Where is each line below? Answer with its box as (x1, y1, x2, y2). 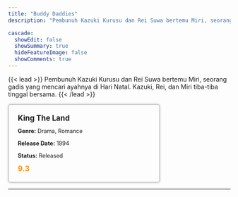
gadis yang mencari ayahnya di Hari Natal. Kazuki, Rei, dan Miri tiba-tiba (8, 82, 218, 91)
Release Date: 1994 (18, 140, 70, 148)
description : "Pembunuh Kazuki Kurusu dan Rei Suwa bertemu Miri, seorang (8, 17, 233, 24)
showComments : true (14, 56, 72, 63)
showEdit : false (14, 36, 62, 43)
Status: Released (18, 152, 64, 159)
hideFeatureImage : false (14, 49, 88, 56)
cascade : (8, 30, 34, 37)
